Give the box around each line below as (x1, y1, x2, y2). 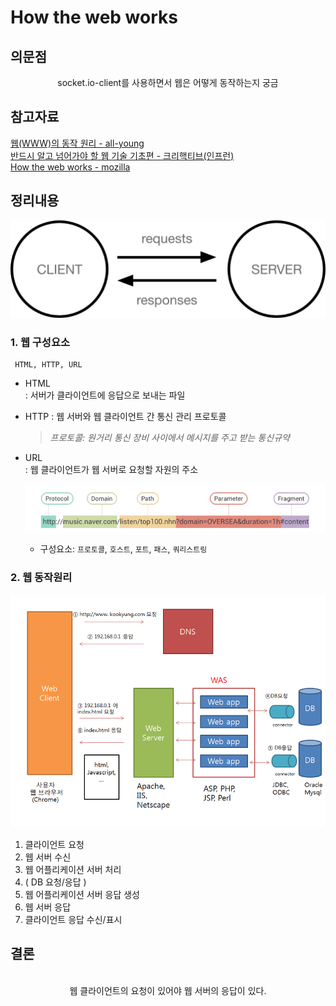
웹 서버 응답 (24, 901, 72, 913)
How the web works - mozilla (10, 161, 131, 173)
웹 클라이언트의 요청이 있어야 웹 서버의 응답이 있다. (69, 984, 267, 996)
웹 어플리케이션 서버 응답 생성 (24, 888, 140, 900)
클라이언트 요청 (24, 838, 85, 850)
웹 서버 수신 (24, 851, 72, 863)
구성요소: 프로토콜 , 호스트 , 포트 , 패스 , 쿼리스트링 (39, 543, 208, 555)
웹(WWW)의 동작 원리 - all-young (10, 137, 145, 149)
